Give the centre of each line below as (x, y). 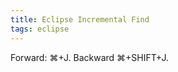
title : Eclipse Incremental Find (80, 19)
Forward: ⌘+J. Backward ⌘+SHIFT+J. (89, 57)
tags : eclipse (40, 29)
